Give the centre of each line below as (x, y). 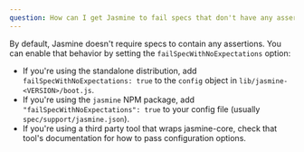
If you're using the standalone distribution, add (109, 71)
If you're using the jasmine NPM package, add (109, 100)
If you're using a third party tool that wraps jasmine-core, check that (150, 128)
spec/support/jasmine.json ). (76, 119)
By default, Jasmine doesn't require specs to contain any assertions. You (146, 43)
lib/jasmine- (263, 81)
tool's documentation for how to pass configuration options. (134, 138)
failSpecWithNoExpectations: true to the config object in (130, 80)
